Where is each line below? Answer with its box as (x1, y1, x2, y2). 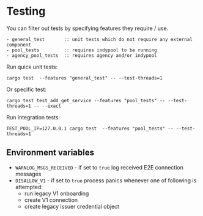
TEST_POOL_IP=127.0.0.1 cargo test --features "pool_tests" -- (6, 125, 174, 132)
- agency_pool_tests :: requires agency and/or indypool (6, 52, 157, 59)
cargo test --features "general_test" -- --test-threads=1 (6, 75, 163, 81)
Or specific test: (6, 86, 47, 93)
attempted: (15, 183, 43, 190)
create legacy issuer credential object (24, 203, 120, 210)
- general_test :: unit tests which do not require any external (6, 36, 193, 42)
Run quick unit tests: (6, 63, 58, 70)
